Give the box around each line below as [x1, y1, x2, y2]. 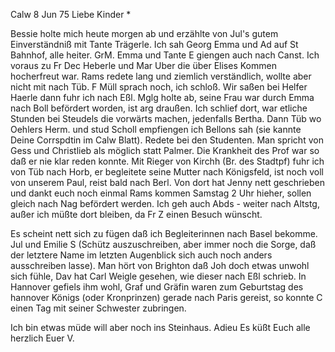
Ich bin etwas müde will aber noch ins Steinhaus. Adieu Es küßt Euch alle [10, 322, 311, 333]
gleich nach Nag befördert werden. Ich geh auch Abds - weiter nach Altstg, [10, 198, 320, 209]
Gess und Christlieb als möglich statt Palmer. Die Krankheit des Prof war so [10, 145, 320, 156]
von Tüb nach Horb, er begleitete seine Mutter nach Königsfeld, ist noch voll [10, 166, 324, 178]
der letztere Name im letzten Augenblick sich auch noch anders [10, 249, 273, 261]
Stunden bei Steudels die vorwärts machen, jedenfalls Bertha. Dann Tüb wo [10, 113, 322, 124]
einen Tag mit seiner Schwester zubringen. [10, 302, 187, 314]
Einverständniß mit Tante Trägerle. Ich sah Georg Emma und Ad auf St [10, 39, 299, 50]
